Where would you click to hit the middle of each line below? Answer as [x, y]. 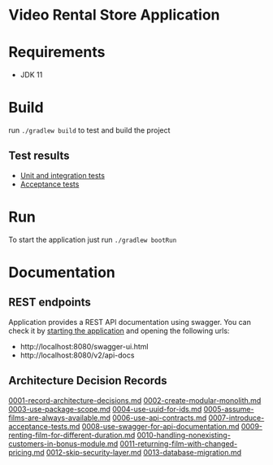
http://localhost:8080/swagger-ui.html [84, 346]
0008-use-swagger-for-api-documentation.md [160, 426]
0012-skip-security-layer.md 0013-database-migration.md [144, 452]
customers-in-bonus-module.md [63, 443]
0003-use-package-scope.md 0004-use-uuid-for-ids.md [105, 409]
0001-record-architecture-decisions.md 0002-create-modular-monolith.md [135, 400]
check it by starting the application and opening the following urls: [119, 331]
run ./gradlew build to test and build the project [89, 130]
